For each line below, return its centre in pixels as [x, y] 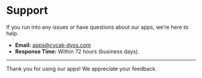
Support [27, 10]
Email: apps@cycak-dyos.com [53, 45]
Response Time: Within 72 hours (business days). [77, 51]
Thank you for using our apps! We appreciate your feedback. [82, 68]
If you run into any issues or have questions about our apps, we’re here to [97, 27]
